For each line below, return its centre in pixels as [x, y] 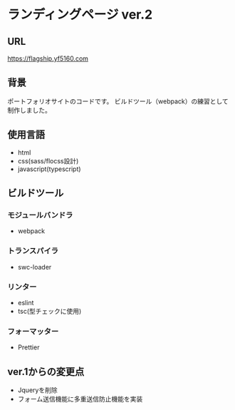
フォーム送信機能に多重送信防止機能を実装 [80, 399]
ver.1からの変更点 [46, 371]
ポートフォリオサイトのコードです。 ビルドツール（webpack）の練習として [118, 101]
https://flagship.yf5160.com [48, 58]
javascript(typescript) [49, 169]
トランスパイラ [33, 251]
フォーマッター [33, 331]
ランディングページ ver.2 [80, 15]
